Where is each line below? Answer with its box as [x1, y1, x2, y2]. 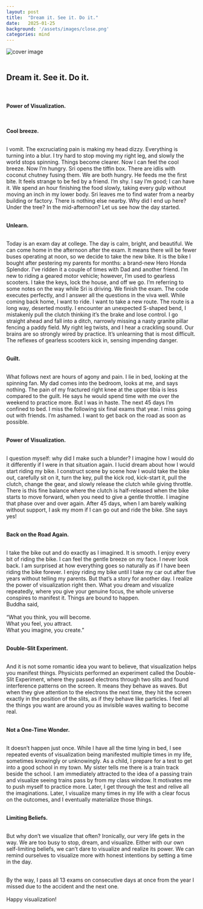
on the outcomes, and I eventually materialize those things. [6, 796, 153, 803]
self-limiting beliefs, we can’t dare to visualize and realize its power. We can [6, 845, 195, 853]
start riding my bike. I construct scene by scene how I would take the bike [6, 468, 190, 475]
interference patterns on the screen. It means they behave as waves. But [6, 682, 187, 689]
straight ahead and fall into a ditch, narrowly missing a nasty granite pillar [6, 317, 188, 325]
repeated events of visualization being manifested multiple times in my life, [6, 751, 192, 759]
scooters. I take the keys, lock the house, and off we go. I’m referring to [6, 279, 184, 286]
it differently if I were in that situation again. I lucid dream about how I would [6, 461, 195, 468]
